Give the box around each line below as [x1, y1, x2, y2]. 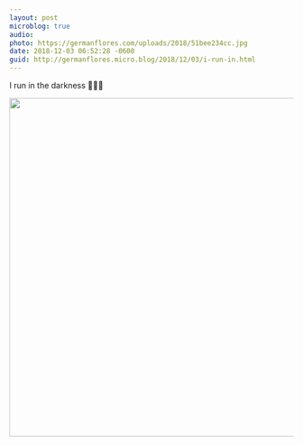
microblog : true [9, 22, 70, 31]
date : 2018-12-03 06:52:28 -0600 [9, 47, 135, 56]
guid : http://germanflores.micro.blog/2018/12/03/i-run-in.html [9, 55, 256, 64]
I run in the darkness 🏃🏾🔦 [9, 80, 104, 90]
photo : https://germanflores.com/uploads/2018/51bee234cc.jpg [9, 38, 248, 48]
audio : [9, 30, 34, 39]
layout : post [9, 13, 59, 23]
